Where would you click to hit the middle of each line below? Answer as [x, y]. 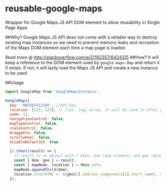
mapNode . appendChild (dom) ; [42, 169]
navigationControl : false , [37, 119]
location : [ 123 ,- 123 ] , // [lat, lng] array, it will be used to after [84, 110]
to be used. [17, 73]
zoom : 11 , [20, 114]
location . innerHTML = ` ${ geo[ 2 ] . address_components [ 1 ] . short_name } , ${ [89, 174]
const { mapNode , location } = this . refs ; [58, 165]
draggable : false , [29, 133]
